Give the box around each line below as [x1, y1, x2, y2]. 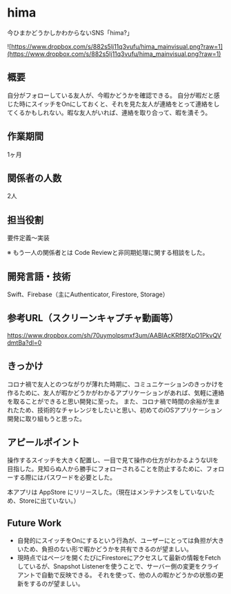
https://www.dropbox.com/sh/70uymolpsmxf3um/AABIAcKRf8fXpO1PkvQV [7, 331, 222, 339]
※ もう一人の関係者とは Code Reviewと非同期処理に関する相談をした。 [7, 249, 209, 257]
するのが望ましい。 [29, 579, 84, 588]
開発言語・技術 [7, 271, 71, 282]
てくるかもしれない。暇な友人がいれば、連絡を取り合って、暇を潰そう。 [7, 108, 212, 117]
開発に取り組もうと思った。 [7, 414, 86, 423]
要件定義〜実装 [7, 233, 50, 242]
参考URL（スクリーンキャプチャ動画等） [7, 312, 179, 324]
